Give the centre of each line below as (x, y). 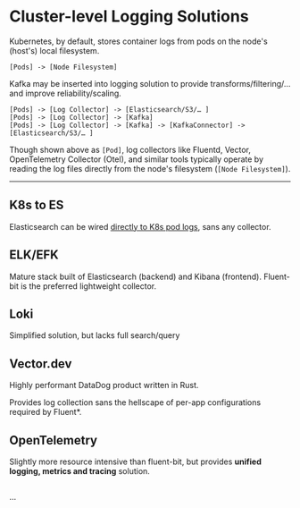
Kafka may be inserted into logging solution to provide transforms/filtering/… (150, 83)
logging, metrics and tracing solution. (79, 471)
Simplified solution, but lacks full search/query (95, 335)
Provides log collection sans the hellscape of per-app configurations (135, 402)
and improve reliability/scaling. (66, 93)
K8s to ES (37, 205)
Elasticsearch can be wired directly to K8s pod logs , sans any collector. (140, 226)
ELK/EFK (34, 255)
